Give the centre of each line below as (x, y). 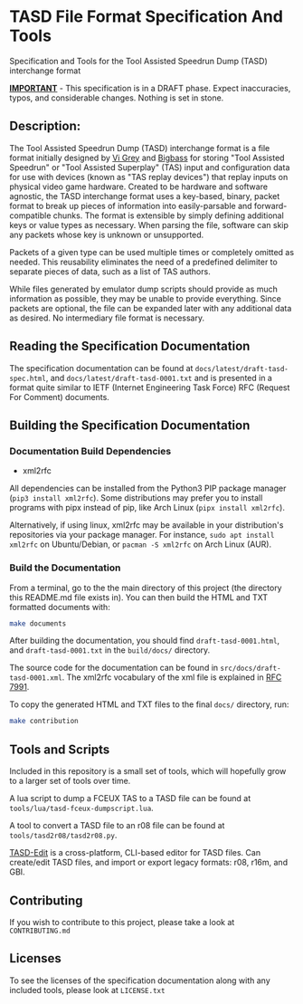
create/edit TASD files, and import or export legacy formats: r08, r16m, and (148, 863)
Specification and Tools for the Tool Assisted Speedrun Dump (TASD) (139, 61)
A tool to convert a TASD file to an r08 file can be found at (117, 826)
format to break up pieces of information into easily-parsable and (131, 206)
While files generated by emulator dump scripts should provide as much (144, 289)
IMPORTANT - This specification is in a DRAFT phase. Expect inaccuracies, (150, 88)
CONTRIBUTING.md (40, 931)
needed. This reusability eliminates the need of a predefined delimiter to (143, 262)
